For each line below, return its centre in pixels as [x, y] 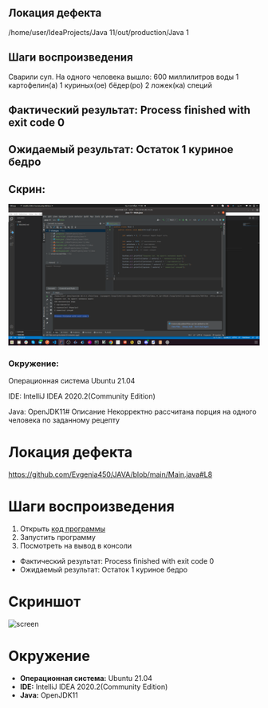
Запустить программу [57, 537]
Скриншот [45, 602]
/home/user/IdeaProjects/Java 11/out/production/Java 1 [99, 32]
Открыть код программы [63, 529]
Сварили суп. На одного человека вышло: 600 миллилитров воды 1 [124, 77]
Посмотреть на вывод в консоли [76, 545]
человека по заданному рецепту [64, 420]
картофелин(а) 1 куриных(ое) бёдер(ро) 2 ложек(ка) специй [110, 85]
